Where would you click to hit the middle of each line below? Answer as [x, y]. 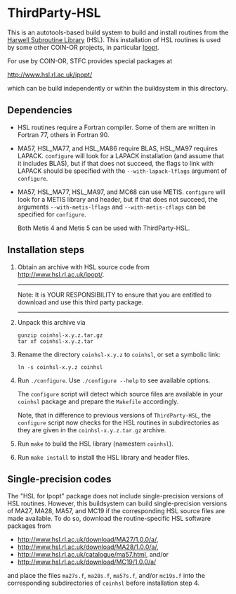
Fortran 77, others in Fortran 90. [63, 134]
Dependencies [40, 110]
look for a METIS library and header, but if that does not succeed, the [117, 199]
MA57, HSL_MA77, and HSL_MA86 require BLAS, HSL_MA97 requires [117, 148]
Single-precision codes [59, 479]
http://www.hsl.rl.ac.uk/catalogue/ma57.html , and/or [93, 555]
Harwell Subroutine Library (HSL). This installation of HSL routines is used [114, 39]
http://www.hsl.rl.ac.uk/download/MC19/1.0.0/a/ [87, 562]
